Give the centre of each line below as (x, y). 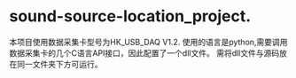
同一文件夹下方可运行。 (59, 64)
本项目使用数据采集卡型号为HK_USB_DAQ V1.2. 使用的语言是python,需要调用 (148, 42)
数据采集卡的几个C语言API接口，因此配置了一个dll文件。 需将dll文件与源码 (144, 53)
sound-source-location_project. (130, 16)
